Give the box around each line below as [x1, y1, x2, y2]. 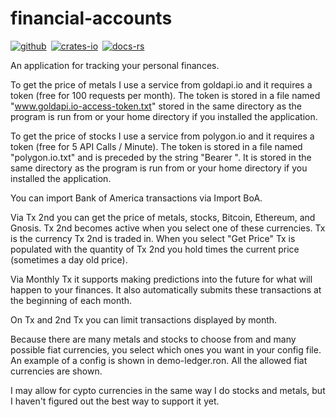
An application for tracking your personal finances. [10, 59, 220, 71]
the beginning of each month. [10, 294, 133, 306]
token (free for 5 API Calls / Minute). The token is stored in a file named [10, 140, 303, 152]
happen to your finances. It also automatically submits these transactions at [10, 283, 322, 296]
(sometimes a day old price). [10, 253, 128, 266]
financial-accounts [10, 7, 173, 30]
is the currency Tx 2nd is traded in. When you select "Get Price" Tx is [10, 232, 296, 244]
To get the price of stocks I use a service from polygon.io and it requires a [10, 130, 315, 142]
